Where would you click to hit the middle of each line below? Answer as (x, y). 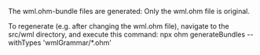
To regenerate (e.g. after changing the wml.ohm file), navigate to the (119, 26)
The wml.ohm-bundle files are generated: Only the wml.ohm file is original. (129, 11)
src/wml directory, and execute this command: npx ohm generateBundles (127, 34)
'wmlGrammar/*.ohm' (77, 43)
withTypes (25, 43)
